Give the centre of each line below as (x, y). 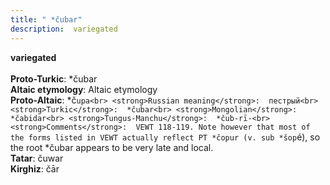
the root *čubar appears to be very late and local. (112, 147)
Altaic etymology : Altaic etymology (84, 89)
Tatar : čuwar (37, 158)
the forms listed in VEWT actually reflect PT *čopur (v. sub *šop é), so (165, 137)
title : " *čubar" (46, 19)
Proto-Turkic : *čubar (54, 78)
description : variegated (64, 29)
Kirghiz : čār (35, 168)
